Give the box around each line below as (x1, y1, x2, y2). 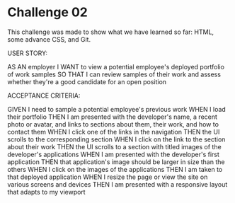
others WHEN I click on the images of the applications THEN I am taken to (7, 165, 223, 173)
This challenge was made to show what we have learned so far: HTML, (7, 28, 214, 36)
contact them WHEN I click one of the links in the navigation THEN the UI (7, 127, 220, 136)
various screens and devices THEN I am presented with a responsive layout (7, 180, 228, 188)
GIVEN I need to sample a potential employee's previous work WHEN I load (7, 105, 227, 113)
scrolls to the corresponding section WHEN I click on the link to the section (7, 135, 226, 144)
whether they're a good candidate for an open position (7, 77, 167, 86)
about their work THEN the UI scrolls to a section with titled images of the (7, 142, 222, 151)
